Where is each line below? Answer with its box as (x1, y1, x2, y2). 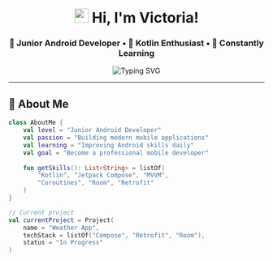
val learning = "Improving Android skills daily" (23, 141, 195, 149)
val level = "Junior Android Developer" (23, 126, 162, 134)
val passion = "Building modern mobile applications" (23, 134, 209, 142)
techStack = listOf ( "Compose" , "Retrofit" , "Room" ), (23, 231, 206, 239)
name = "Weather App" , (23, 224, 100, 232)
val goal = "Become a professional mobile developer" (23, 148, 209, 157)
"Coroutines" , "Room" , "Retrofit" (37, 179, 154, 187)
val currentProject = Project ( (8, 215, 115, 224)
